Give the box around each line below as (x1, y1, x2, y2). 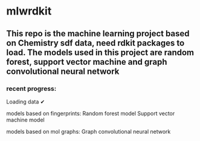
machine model (6, 116, 45, 123)
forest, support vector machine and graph (6, 56, 167, 67)
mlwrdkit (6, 4, 52, 18)
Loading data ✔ (6, 98, 45, 105)
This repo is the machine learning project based (6, 28, 190, 39)
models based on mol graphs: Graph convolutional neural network (6, 128, 171, 135)
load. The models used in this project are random (6, 47, 195, 57)
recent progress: (6, 84, 57, 93)
